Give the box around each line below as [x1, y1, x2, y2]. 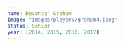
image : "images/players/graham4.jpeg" [7, 16, 118, 23]
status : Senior [7, 22, 51, 29]
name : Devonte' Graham [7, 9, 72, 17]
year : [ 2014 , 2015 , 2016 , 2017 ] [7, 28, 99, 36]
